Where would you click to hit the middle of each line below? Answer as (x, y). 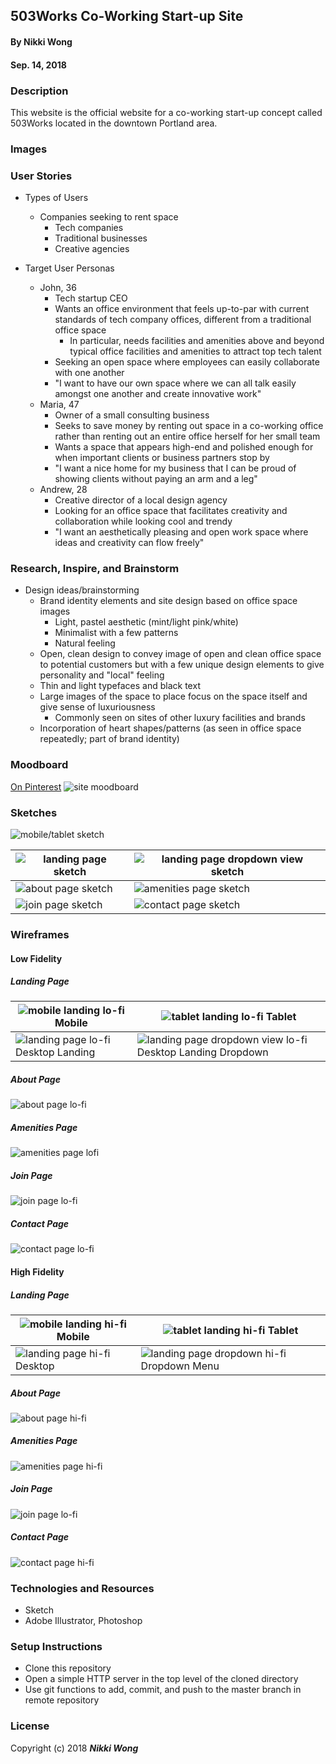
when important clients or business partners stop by (162, 458)
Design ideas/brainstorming (82, 590)
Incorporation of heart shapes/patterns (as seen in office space (170, 728)
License (30, 1726)
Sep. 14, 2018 (38, 65)
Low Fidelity (36, 958)
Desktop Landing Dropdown (202, 1052)
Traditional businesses (101, 238)
